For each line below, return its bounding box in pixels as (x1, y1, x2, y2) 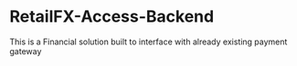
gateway (9, 45, 42, 56)
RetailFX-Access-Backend (9, 6, 215, 27)
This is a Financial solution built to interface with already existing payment (9, 36, 288, 47)
